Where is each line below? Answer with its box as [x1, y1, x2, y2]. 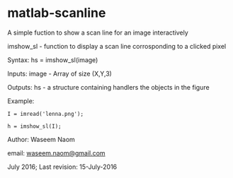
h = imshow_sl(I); [7, 122, 62, 130]
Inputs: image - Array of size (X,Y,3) [7, 69, 112, 78]
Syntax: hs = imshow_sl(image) [7, 55, 98, 64]
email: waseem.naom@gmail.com [7, 148, 106, 157]
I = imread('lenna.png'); [7, 110, 84, 117]
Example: [7, 97, 35, 105]
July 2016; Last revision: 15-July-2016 [7, 162, 118, 171]
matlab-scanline [7, 5, 106, 21]
